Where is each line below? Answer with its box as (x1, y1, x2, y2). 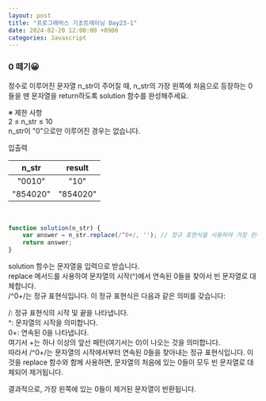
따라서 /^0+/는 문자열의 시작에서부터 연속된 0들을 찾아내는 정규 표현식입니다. (8, 348, 245, 357)
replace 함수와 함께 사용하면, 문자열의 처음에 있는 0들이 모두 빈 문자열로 (22, 357, 245, 367)
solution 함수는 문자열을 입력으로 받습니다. (8, 262, 140, 271)
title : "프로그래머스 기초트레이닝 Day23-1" (8, 19, 138, 27)
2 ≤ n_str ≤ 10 (8, 116, 53, 126)
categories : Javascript (8, 33, 87, 42)
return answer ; (22, 239, 73, 246)
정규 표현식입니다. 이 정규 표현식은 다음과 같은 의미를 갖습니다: (33, 291, 226, 301)
